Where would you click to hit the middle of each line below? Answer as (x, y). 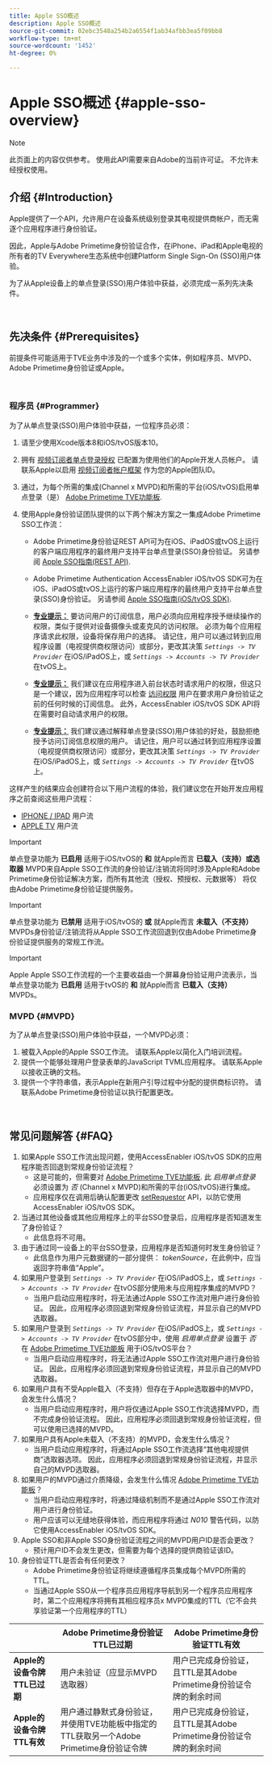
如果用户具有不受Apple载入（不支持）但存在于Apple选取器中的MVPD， (139, 1388)
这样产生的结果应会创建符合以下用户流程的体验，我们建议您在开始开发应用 (133, 788)
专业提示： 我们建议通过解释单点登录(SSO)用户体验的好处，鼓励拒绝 (146, 730)
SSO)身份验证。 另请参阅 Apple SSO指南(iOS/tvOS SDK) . (137, 599)
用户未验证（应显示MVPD (109, 1672)
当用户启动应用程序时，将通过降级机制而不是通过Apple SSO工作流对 (146, 1499)
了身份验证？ (42, 1227)
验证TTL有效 (216, 1645)
